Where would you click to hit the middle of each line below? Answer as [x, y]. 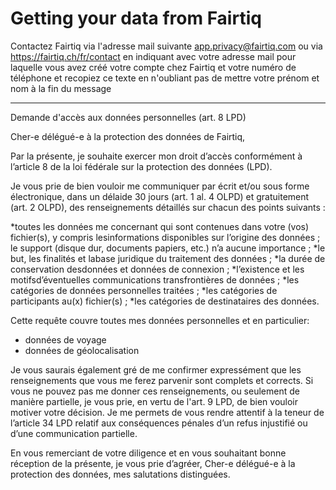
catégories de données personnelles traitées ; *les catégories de [144, 290]
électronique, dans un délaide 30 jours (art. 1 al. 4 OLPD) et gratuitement [160, 196]
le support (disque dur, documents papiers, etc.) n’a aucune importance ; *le [168, 248]
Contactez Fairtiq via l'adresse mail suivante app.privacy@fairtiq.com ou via [166, 46]
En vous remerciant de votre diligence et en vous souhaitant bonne [148, 453]
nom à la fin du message [61, 88]
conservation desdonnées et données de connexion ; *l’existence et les [157, 269]
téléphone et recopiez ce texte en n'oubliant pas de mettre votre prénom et [165, 78]
